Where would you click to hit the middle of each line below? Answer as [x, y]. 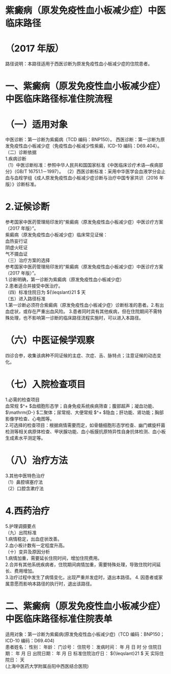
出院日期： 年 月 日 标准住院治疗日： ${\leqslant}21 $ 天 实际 [96, 653]
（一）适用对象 [37, 125]
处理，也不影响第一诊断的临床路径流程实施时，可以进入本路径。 [76, 318]
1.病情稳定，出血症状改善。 [34, 539]
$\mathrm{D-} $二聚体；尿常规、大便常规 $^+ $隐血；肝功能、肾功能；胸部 [84, 413]
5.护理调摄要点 [21, 526]
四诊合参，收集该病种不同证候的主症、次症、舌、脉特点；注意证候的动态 [81, 355]
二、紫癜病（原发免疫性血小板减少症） [86, 606]
